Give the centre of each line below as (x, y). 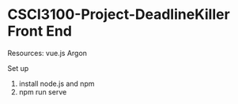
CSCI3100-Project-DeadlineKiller (119, 15)
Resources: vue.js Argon (47, 53)
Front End (40, 31)
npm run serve (43, 91)
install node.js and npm (57, 84)
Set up (18, 68)
